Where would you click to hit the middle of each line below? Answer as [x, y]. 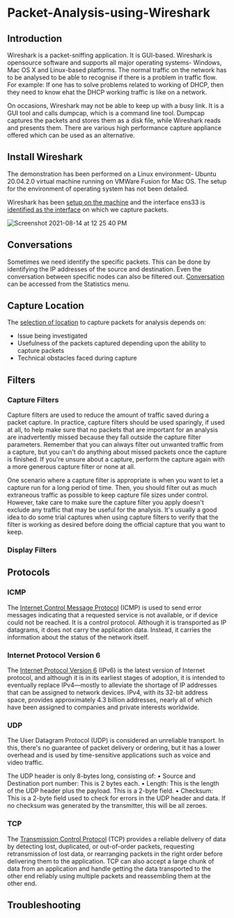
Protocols [29, 572]
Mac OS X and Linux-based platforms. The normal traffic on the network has [117, 70]
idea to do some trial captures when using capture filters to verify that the [113, 517]
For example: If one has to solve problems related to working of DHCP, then [116, 85]
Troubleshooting [44, 905]
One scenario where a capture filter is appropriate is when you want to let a [116, 480]
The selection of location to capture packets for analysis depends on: [107, 322]
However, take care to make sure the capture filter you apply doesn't [106, 502]
